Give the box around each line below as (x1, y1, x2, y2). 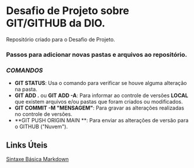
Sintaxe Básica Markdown (6, 155, 69, 162)
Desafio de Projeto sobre (6, 4, 129, 18)
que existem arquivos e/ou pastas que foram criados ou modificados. (14, 98, 183, 105)
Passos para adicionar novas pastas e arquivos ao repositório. (6, 50, 188, 59)
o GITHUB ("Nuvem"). (14, 123, 68, 130)
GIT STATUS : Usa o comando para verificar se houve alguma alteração (14, 80, 187, 87)
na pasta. (14, 86, 38, 93)
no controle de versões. (14, 111, 72, 118)
